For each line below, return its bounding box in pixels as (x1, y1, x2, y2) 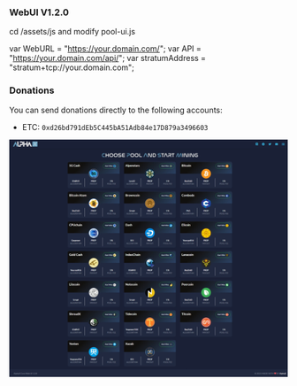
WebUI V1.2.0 (9, 6, 69, 19)
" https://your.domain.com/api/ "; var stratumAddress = (9, 53, 206, 64)
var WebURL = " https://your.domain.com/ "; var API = (9, 43, 202, 54)
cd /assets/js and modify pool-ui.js (9, 27, 135, 37)
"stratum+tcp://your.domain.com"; (9, 62, 135, 73)
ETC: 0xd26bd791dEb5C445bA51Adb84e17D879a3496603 (21, 121, 209, 132)
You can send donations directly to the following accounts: (9, 104, 223, 115)
